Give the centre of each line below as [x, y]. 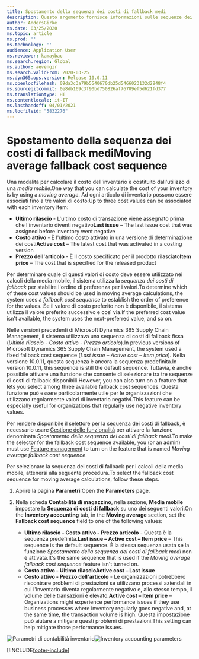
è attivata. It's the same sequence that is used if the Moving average [107, 558]
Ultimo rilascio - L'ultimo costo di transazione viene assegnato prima [99, 219]
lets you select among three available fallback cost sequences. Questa [93, 387]
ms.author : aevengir [32, 67]
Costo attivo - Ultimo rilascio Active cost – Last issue [89, 571]
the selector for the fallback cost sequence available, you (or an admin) [94, 442]
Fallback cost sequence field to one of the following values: [89, 521]
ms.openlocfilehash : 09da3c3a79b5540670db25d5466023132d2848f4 [86, 84]
